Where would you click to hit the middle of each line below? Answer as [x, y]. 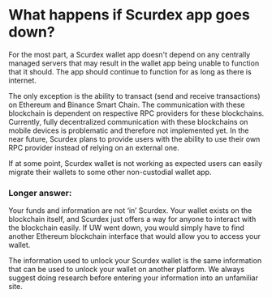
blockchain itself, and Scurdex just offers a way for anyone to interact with [132, 219]
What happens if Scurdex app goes [129, 15]
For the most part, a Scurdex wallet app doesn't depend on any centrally [130, 54]
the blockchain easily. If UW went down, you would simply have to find [127, 228]
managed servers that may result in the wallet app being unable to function [134, 63]
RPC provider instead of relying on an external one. [94, 147]
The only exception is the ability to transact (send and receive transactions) [135, 96]
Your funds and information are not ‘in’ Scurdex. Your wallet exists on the [130, 211]
